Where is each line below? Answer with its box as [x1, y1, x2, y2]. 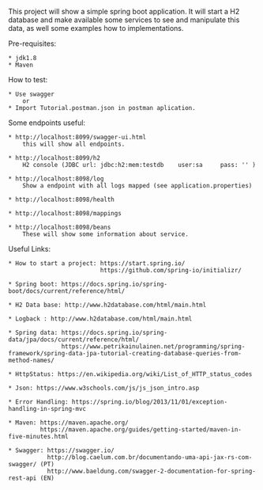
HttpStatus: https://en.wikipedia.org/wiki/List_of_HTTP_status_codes [15, 370, 253, 378]
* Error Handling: [8, 398, 69, 406]
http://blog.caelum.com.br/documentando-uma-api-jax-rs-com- [47, 454, 253, 462]
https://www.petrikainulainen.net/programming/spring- [61, 343, 246, 351]
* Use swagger [8, 90, 55, 98]
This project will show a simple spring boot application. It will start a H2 [8, 7, 240, 16]
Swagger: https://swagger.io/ [15, 446, 115, 454]
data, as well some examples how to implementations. [8, 24, 184, 32]
